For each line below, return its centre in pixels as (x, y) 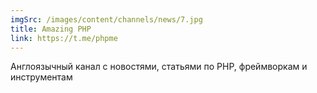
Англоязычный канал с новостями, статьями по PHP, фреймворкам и (159, 67)
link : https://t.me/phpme (64, 38)
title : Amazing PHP (51, 29)
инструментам (41, 77)
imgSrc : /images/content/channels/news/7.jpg (106, 19)
